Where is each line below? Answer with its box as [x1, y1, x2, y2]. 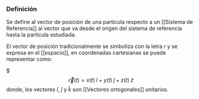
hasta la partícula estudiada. [6, 31, 76, 38]
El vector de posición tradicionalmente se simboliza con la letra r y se [6, 43, 178, 50]
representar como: [6, 56, 52, 63]
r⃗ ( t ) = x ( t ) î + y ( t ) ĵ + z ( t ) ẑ [68, 77, 134, 84]
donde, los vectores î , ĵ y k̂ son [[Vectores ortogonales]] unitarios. [6, 86, 169, 93]
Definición [6, 5, 37, 13]
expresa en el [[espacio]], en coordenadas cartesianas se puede [6, 49, 167, 56]
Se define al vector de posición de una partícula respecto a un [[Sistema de [6, 19, 194, 26]
